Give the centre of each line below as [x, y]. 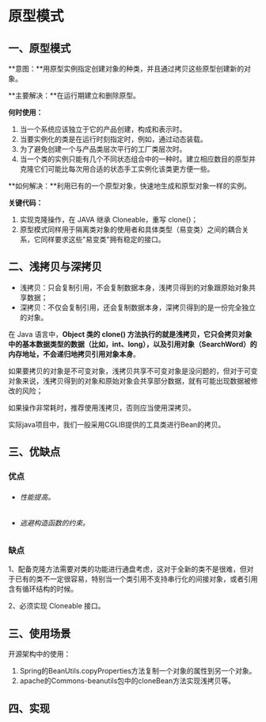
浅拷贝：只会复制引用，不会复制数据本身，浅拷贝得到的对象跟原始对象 [134, 288]
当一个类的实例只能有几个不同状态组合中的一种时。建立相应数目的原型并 [137, 159]
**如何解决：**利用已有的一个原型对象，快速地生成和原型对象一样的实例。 [130, 186]
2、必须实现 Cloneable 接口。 [57, 606]
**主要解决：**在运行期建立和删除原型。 [74, 95]
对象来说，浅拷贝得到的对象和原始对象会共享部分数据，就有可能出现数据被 [129, 380]
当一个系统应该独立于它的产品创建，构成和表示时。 [103, 129]
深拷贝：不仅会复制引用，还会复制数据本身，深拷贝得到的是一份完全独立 [137, 307]
